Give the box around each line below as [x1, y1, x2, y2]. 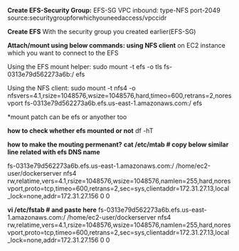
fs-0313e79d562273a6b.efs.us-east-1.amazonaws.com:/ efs [24, 99, 203, 107]
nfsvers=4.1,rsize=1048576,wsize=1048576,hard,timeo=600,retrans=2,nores [7, 92, 233, 100]
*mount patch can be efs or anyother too [7, 113, 127, 121]
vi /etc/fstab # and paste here [7, 205, 97, 214]
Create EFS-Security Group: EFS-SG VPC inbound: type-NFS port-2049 [7, 6, 221, 14]
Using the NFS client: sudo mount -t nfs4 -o [7, 84, 137, 92]
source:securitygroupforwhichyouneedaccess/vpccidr [7, 14, 167, 22]
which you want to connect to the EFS [7, 49, 119, 57]
